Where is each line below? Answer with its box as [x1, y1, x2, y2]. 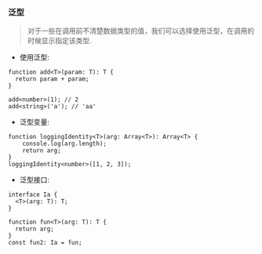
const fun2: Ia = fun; [8, 239, 82, 247]
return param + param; [15, 75, 89, 83]
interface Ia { [8, 190, 58, 199]
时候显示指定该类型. [27, 36, 92, 45]
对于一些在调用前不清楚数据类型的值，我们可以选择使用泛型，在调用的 [27, 26, 255, 36]
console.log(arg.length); [22, 140, 107, 148]
